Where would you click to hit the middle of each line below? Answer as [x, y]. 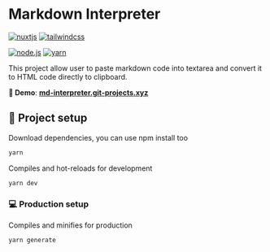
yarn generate [33, 240]
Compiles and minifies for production [70, 225]
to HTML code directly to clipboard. [68, 76]
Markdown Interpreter [85, 14]
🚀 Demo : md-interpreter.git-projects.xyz [78, 92]
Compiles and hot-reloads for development [81, 168]
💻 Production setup [49, 204]
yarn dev [23, 183]
